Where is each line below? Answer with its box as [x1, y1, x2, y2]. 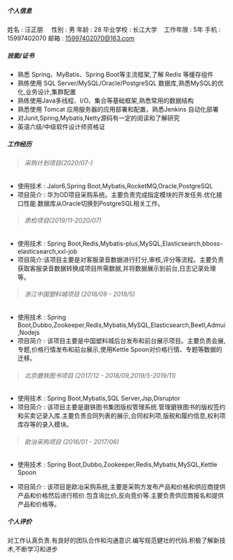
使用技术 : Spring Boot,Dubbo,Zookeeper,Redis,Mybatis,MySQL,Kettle [17, 460, 218, 469]
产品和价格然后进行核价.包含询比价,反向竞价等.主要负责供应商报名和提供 [17, 492, 224, 500]
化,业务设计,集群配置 [17, 87, 77, 96]
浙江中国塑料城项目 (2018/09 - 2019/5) [24, 290, 136, 298]
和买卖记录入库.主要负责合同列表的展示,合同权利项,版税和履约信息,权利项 [17, 411, 226, 420]
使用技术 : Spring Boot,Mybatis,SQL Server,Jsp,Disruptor [17, 394, 181, 402]
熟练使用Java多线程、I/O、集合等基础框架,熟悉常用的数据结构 [17, 96, 194, 105]
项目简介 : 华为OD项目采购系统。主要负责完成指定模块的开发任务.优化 [17, 190, 217, 199]
